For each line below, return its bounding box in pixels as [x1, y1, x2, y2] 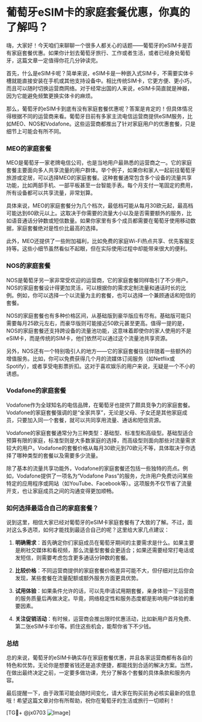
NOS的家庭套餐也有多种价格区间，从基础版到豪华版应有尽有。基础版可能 [6, 312, 186, 319]
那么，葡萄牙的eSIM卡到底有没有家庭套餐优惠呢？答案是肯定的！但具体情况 [6, 105, 193, 112]
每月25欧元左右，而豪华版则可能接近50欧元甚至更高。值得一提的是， [16, 319, 188, 326]
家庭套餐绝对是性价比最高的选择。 [16, 224, 101, 232]
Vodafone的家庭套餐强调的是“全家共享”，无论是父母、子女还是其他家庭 [6, 408, 182, 416]
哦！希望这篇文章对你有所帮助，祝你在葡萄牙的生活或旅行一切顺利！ [6, 697, 175, 705]
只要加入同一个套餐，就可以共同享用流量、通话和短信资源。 [16, 416, 164, 423]
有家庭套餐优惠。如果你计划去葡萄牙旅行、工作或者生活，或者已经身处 [6, 49, 180, 56]
